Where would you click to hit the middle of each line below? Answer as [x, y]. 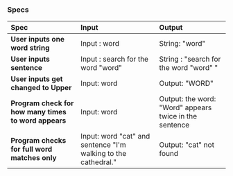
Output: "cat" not [187, 145]
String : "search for [190, 59]
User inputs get [37, 79]
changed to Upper [41, 88]
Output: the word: [188, 99]
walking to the [104, 154]
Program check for [42, 103]
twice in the [178, 116]
